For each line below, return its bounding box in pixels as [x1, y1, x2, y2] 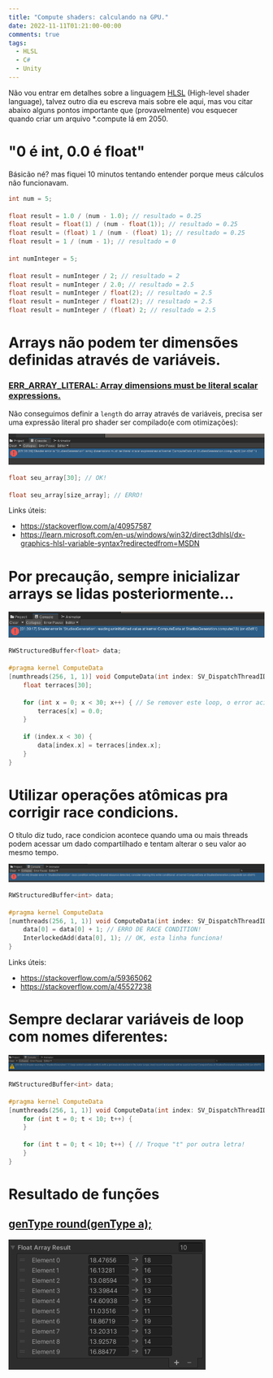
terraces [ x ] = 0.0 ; [37, 707, 104, 715]
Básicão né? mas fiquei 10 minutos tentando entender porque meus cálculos [8, 169, 264, 179]
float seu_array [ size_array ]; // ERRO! [8, 491, 144, 499]
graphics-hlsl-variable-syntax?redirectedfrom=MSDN [19, 539, 201, 548]
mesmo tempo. [8, 847, 59, 857]
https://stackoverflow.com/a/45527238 [19, 982, 152, 992]
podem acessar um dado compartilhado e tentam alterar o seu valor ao [8, 839, 246, 848]
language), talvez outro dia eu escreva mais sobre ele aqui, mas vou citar [8, 96, 253, 106]
